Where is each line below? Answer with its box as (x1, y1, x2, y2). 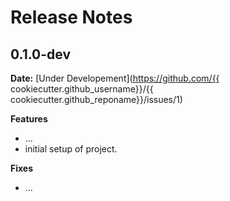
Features (10, 113, 48, 125)
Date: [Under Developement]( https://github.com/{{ (10, 72, 220, 84)
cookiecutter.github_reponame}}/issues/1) (10, 94, 183, 105)
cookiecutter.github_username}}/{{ (10, 83, 154, 95)
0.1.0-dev (10, 46, 72, 63)
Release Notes (10, 6, 133, 29)
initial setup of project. (24, 143, 118, 155)
